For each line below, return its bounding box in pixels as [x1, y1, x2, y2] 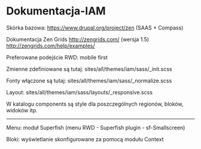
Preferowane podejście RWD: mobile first [6, 53, 108, 61]
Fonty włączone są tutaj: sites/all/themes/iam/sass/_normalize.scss [6, 77, 172, 84]
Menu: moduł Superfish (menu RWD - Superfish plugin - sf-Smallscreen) [6, 124, 185, 131]
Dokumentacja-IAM [6, 4, 106, 18]
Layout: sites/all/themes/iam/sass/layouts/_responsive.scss [6, 88, 153, 96]
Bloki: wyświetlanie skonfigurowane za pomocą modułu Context [6, 135, 164, 142]
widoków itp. [6, 106, 38, 114]
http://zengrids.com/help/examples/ [6, 42, 95, 49]
